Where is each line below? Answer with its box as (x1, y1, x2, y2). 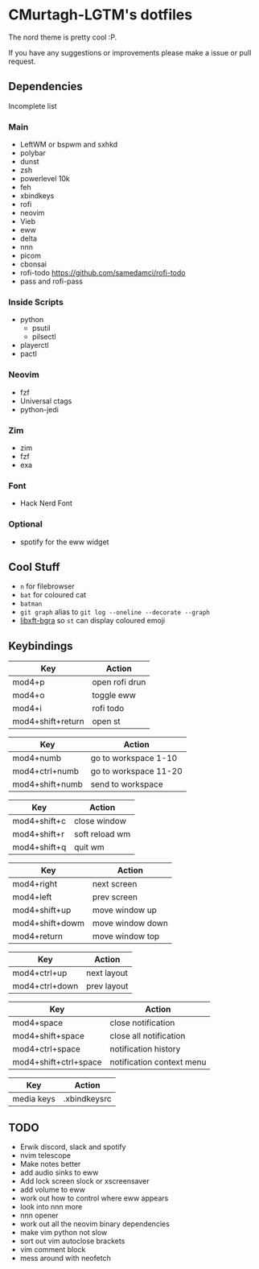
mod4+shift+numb (12, 779, 83, 790)
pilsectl (31, 332, 56, 341)
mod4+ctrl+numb (12, 766, 79, 777)
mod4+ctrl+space (12, 1044, 80, 1055)
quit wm (73, 841, 105, 853)
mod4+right (12, 878, 58, 890)
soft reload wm (73, 829, 131, 840)
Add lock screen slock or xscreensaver (19, 1176, 150, 1185)
